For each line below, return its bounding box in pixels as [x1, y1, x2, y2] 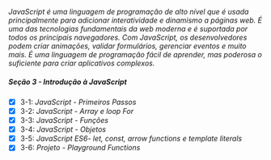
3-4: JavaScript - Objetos [19, 124, 107, 134]
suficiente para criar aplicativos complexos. [8, 58, 155, 68]
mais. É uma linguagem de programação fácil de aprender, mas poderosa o [8, 50, 263, 59]
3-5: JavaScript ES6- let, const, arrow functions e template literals [19, 133, 243, 144]
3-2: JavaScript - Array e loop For [19, 107, 134, 116]
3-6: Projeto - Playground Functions [19, 143, 141, 153]
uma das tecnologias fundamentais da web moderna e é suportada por [8, 24, 248, 33]
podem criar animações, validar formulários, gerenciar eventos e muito [8, 41, 247, 51]
